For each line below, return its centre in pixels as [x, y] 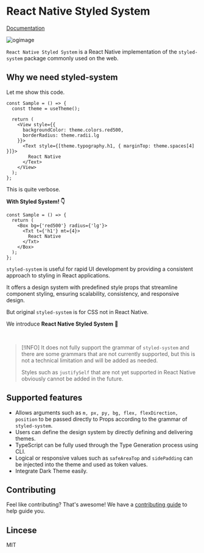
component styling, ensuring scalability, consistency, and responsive [93, 293]
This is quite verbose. [33, 189]
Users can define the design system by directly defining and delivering [104, 432]
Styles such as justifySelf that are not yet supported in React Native [108, 372]
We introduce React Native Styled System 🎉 [62, 324]
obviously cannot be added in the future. [72, 379]
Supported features [44, 398]
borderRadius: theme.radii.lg [61, 135]
